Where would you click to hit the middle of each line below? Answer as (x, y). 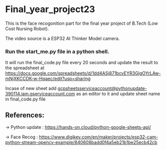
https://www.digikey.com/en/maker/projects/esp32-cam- (98, 137)
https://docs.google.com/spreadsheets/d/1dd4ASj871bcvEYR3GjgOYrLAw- (83, 73)
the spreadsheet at (25, 68)
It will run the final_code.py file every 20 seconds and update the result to (82, 63)
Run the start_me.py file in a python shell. (57, 52)
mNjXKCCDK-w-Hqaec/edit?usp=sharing (48, 79)
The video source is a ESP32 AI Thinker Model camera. (63, 38)
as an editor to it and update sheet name (118, 94)
